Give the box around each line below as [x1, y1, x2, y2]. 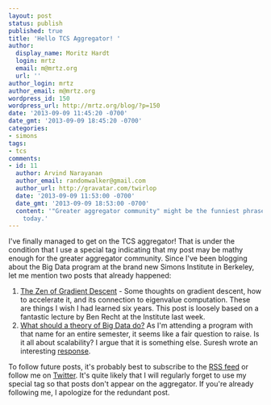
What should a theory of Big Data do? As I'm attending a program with [19, 320, 253, 331]
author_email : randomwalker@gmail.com [15, 177, 147, 186]
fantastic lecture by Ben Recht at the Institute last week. [19, 312, 206, 322]
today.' [23, 215, 48, 223]
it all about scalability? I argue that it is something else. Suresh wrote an [19, 338, 258, 348]
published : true [8, 27, 63, 35]
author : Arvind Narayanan [15, 169, 103, 177]
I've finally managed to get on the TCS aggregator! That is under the [8, 236, 236, 246]
